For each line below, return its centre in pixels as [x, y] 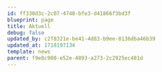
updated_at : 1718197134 [41, 45]
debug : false [26, 33]
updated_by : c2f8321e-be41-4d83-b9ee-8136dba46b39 [81, 39]
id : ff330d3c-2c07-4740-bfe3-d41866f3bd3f [69, 13]
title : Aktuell [29, 26]
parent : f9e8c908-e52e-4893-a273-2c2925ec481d [75, 58]
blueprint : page [30, 20]
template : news [29, 52]
